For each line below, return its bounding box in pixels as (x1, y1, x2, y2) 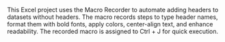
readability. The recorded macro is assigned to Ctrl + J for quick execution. (7, 27, 219, 35)
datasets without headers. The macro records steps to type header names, (7, 13, 218, 21)
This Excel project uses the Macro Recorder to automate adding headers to (7, 6, 219, 14)
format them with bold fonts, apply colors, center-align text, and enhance (7, 20, 213, 28)
